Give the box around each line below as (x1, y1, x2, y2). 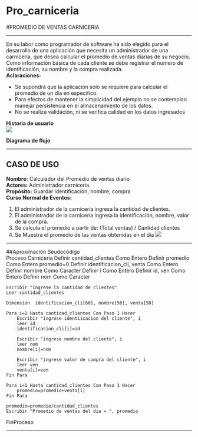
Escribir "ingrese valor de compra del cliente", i (16, 356, 146, 363)
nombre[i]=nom (16, 346, 51, 352)
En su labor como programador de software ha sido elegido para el (6, 40, 169, 48)
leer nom (16, 341, 38, 347)
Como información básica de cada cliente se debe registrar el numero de (6, 59, 184, 66)
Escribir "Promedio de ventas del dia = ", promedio (6, 408, 138, 414)
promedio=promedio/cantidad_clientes (6, 403, 99, 409)
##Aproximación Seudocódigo (6, 248, 80, 255)
